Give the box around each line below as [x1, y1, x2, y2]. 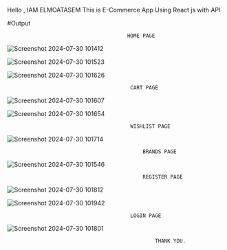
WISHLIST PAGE [130, 123, 171, 130]
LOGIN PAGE [130, 212, 162, 219]
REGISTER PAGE [142, 174, 184, 181]
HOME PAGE [127, 32, 155, 39]
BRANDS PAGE [142, 148, 177, 155]
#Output [7, 19, 31, 27]
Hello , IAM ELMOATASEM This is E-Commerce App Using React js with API [7, 6, 221, 14]
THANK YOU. [154, 238, 186, 245]
